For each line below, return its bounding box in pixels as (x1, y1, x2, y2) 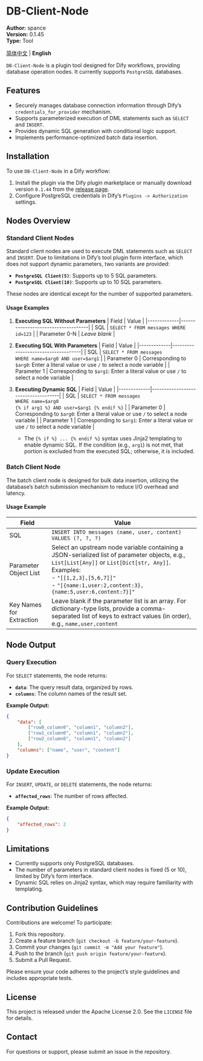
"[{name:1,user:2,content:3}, (57, 582, 144, 589)
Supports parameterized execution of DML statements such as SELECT (14, 114, 189, 121)
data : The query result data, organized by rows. (14, 683, 134, 691)
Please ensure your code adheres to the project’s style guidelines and (6, 968, 180, 975)
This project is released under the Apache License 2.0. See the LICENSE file (6, 1008, 192, 1015)
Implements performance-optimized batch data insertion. (14, 134, 158, 141)
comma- (140, 604, 166, 613)
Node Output (6, 640, 56, 650)
